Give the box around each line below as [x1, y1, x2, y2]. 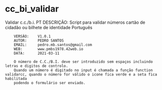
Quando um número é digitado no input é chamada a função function [14, 68, 153, 73]
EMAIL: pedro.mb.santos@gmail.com [14, 42, 92, 47]
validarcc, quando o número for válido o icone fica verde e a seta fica [5, 72, 158, 77]
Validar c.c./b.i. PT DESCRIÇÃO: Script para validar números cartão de [5, 19, 146, 25]
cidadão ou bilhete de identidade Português [5, 24, 93, 30]
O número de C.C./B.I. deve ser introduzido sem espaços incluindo [14, 59, 153, 64]
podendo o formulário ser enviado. [14, 80, 86, 85]
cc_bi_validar [5, 3, 59, 15]
